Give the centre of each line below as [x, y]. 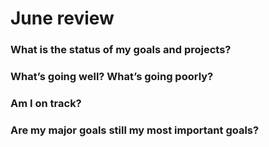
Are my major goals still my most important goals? [135, 130]
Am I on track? [46, 103]
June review [62, 18]
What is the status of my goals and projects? [121, 50]
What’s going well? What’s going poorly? [112, 77]
